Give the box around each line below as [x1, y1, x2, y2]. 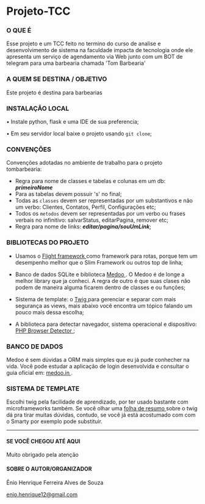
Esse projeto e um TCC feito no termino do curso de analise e [6, 40, 161, 47]
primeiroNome [15, 184, 53, 191]
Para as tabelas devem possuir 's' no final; [15, 190, 122, 198]
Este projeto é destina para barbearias [6, 89, 103, 96]
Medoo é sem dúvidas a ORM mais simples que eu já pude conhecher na [6, 356, 190, 363]
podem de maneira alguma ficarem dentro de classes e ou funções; [15, 284, 186, 291]
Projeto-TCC [6, 4, 71, 18]
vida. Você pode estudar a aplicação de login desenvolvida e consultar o [6, 363, 189, 370]
